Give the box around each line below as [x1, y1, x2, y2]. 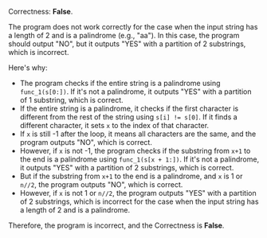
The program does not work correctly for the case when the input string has [8, 22, 258, 31]
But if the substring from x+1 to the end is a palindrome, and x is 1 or [19, 171, 243, 181]
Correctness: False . [8, 7, 73, 16]
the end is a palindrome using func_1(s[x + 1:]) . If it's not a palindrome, [19, 154, 260, 164]
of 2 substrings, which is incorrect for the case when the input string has [19, 197, 259, 206]
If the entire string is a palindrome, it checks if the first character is [19, 103, 239, 113]
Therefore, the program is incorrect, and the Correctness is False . [8, 220, 225, 230]
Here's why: [8, 63, 48, 72]
